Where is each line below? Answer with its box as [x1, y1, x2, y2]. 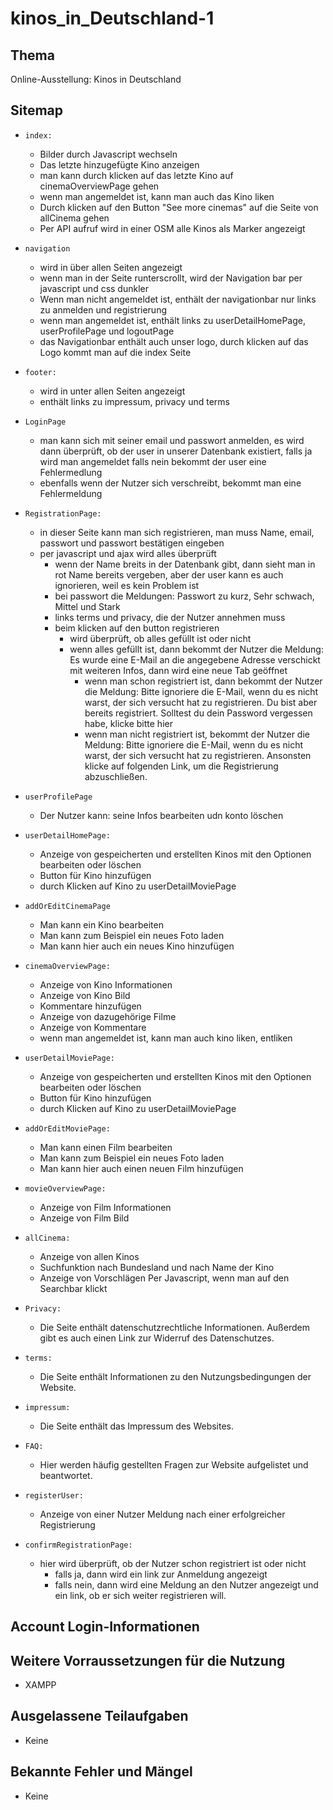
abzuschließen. [84, 770, 148, 782]
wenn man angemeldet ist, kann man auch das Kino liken [39, 190, 275, 202]
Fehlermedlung [39, 466, 103, 478]
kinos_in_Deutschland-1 [10, 7, 215, 30]
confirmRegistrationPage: [24, 1540, 133, 1550]
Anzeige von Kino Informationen [39, 978, 173, 991]
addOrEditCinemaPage [24, 901, 111, 911]
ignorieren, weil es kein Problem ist [54, 579, 200, 591]
